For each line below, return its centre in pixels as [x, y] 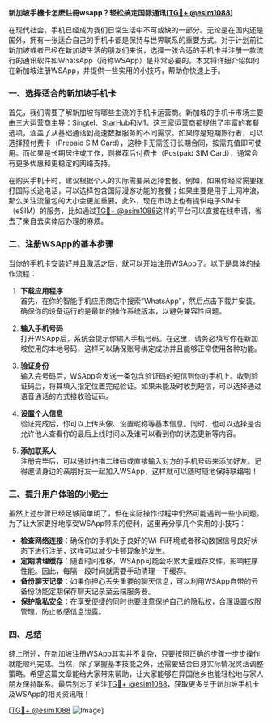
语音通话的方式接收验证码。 [66, 396]
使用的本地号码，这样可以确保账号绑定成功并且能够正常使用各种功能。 [144, 349]
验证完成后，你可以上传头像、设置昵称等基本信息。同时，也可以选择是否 [140, 423]
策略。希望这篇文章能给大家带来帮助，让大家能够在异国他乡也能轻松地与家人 [136, 674]
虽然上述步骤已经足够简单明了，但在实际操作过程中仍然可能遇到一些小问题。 [136, 513]
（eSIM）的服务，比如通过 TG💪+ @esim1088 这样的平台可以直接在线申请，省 [136, 211]
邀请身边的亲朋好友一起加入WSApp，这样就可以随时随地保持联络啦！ [143, 471]
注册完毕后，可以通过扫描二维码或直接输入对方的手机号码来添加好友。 [137, 460]
